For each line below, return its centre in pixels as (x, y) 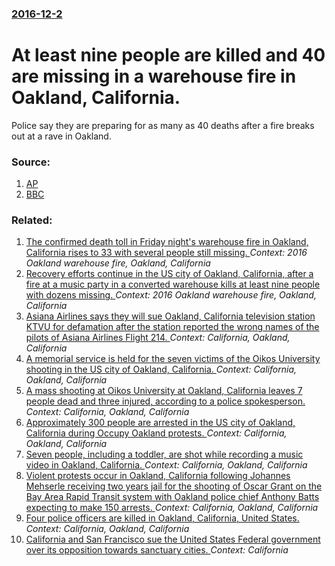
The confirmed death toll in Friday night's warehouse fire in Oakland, (167, 242)
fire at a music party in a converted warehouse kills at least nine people (173, 284)
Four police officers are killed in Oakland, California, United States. (162, 518)
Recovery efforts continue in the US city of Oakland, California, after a (169, 274)
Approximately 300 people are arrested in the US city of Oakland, (160, 423)
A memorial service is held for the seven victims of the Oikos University (173, 359)
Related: (32, 220)
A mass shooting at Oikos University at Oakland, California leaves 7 (164, 391)
